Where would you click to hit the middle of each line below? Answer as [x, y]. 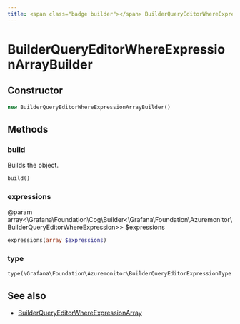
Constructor [35, 91]
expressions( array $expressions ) [57, 241]
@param [20, 212]
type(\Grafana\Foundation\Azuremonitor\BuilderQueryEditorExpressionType [120, 273]
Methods [28, 129]
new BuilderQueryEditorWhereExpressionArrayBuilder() [89, 107]
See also [27, 296]
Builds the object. [33, 166]
